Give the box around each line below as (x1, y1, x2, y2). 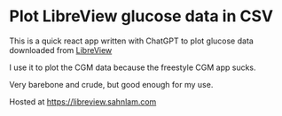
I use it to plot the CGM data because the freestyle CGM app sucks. (9, 62, 256, 73)
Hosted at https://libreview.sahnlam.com (9, 96, 157, 107)
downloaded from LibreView (9, 44, 113, 55)
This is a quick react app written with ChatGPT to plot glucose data (9, 35, 255, 46)
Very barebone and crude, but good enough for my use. (9, 79, 214, 89)
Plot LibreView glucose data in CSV (9, 6, 273, 27)
